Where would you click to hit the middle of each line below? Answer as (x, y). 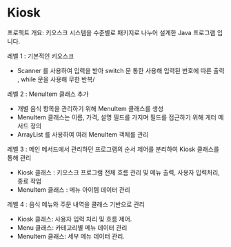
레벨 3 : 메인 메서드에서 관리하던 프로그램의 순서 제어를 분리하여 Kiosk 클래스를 (113, 149)
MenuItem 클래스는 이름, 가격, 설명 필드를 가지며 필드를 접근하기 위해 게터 (117, 117)
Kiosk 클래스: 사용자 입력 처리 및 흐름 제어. (74, 219)
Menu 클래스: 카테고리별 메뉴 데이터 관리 (72, 227)
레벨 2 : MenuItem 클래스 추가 (48, 94)
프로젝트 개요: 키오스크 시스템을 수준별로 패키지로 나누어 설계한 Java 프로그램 (111, 32)
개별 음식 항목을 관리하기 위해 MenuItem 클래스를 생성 (90, 108)
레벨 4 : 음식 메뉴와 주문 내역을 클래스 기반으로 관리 (76, 204)
